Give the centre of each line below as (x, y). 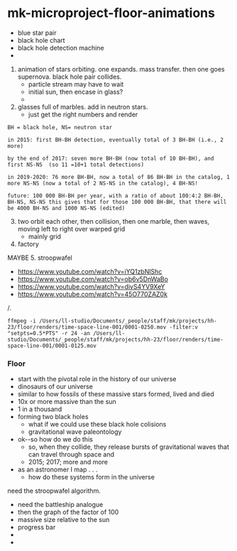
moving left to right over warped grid (71, 229)
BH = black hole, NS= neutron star (60, 127)
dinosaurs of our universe (55, 387)
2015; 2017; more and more (68, 462)
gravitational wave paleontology (75, 432)
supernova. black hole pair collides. (70, 77)
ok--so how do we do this (55, 440)
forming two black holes (53, 417)
